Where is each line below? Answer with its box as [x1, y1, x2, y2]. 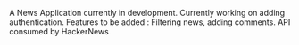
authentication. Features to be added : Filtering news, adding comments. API [9, 17, 291, 27]
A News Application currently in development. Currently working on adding [9, 8, 286, 18]
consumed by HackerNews [9, 26, 109, 36]
